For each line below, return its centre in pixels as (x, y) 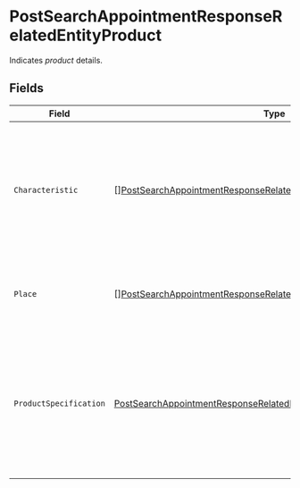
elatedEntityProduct (86, 35)
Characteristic (46, 190)
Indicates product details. (56, 60)
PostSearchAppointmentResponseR (146, 17)
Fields (27, 88)
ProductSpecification (59, 403)
